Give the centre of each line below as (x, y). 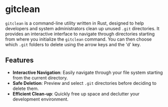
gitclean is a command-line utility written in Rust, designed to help (75, 23)
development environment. (41, 99)
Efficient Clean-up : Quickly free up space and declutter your (76, 93)
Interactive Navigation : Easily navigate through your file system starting (88, 72)
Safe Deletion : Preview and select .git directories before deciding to (85, 83)
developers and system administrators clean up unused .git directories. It (82, 28)
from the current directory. (40, 78)
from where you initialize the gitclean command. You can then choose (79, 39)
